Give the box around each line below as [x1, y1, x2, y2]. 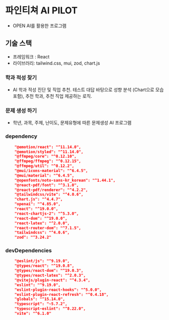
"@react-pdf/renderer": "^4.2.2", [14, 187, 88, 193]
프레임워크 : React [12, 53, 50, 59]
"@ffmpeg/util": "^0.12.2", [14, 163, 74, 169]
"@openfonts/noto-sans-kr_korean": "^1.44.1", [14, 178, 116, 183]
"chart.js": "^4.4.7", [14, 197, 63, 202]
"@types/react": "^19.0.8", [14, 263, 74, 269]
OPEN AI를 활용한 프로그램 [12, 23, 67, 29]
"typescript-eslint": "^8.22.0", [14, 306, 86, 311]
